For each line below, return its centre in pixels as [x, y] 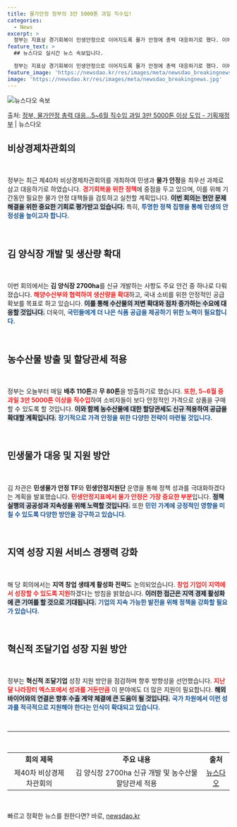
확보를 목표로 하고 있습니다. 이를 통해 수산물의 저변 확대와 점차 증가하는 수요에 [114, 304]
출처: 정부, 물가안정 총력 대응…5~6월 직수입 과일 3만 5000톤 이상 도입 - [107, 115]
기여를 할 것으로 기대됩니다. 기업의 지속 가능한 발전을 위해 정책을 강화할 [118, 602]
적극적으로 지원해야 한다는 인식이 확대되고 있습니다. [90, 708]
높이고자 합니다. [48, 215]
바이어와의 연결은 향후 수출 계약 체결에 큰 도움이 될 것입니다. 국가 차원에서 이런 [114, 698]
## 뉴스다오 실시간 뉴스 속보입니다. [59, 54]
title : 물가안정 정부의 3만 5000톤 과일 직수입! [70, 14]
